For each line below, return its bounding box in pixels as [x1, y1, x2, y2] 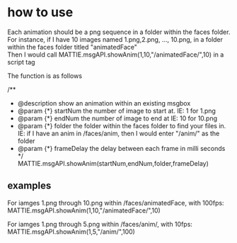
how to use [7, 4, 74, 21]
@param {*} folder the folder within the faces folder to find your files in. [17, 121, 226, 130]
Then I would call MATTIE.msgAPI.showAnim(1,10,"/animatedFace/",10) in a [7, 50, 224, 59]
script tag [7, 57, 35, 66]
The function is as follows [7, 72, 83, 80]
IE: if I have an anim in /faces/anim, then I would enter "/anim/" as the [17, 129, 220, 137]
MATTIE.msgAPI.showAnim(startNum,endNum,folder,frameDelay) [17, 159, 209, 167]
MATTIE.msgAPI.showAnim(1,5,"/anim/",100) [7, 227, 136, 236]
